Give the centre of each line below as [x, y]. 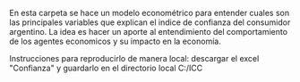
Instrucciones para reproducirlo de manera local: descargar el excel [134, 58]
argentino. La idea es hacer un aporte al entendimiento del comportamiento [149, 32]
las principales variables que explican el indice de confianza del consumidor [150, 22]
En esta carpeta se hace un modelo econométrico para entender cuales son [149, 13]
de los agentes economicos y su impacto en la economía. [115, 41]
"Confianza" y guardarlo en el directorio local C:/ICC [106, 68]
